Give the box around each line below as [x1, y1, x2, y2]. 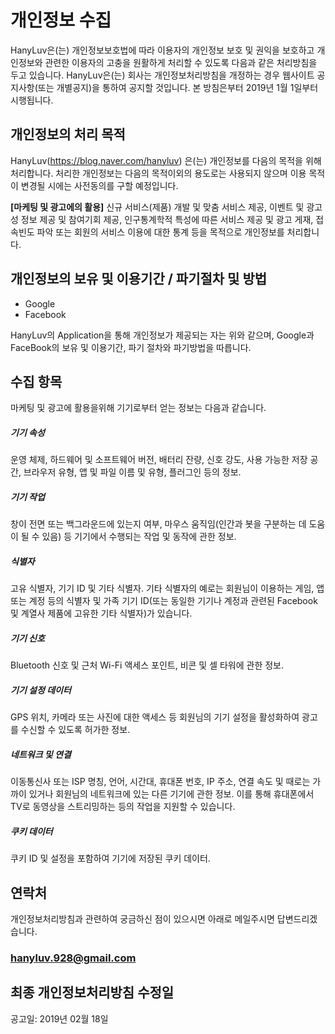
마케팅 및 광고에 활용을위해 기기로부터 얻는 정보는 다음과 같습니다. [10, 402, 267, 414]
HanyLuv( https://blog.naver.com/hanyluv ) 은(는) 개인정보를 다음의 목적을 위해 [10, 154, 322, 166]
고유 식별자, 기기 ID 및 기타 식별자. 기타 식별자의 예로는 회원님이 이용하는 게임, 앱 [10, 582, 325, 595]
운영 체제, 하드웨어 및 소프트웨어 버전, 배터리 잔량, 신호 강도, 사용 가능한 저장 [10, 454, 308, 466]
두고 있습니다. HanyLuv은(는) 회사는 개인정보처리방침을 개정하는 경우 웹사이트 [10, 69, 315, 81]
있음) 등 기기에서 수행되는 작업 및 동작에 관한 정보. [41, 531, 237, 543]
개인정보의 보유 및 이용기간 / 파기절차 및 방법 [10, 271, 268, 288]
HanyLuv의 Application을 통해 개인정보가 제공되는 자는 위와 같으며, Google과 [10, 329, 315, 341]
